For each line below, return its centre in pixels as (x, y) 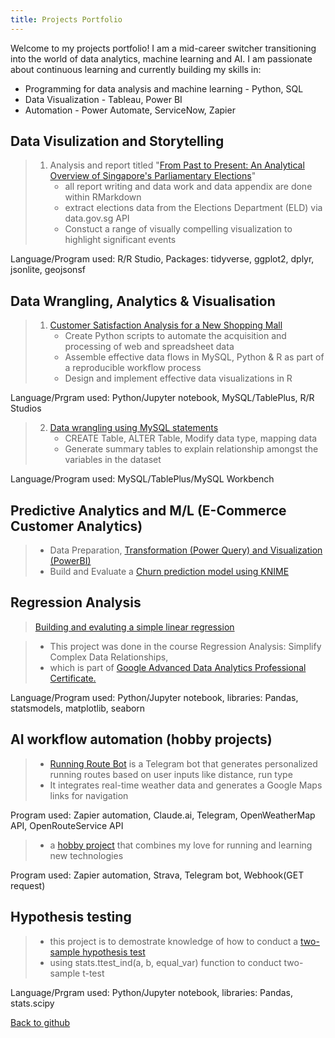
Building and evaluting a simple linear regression (134, 627)
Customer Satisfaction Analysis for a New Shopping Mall (166, 325)
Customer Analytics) (76, 526)
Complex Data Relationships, (109, 657)
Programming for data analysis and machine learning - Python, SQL (164, 88)
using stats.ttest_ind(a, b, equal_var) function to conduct (165, 962)
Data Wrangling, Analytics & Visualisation (143, 301)
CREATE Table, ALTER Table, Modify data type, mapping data (191, 438)
